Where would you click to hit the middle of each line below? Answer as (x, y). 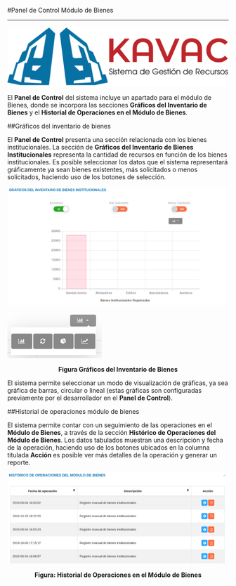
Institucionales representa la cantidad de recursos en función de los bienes (117, 155)
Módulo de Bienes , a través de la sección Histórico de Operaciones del (112, 433)
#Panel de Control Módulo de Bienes (60, 10)
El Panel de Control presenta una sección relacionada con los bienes (107, 139)
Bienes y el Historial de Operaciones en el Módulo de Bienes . (98, 112)
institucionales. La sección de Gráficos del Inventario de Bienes (100, 147)
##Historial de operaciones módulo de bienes (73, 412)
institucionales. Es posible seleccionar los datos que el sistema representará (118, 162)
